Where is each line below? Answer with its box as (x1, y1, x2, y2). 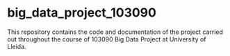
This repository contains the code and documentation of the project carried (7, 28, 224, 36)
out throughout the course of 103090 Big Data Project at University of (7, 35, 206, 43)
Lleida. (7, 42, 26, 50)
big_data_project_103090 (7, 5, 156, 21)
